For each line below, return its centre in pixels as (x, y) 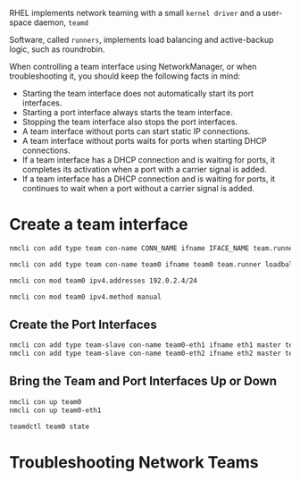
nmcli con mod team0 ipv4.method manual (86, 297)
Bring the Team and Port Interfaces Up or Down (143, 381)
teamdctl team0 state (50, 426)
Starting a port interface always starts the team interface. (128, 112)
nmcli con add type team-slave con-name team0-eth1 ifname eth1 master (145, 345)
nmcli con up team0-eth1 (55, 410)
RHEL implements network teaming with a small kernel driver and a (135, 13)
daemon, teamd (62, 22)
